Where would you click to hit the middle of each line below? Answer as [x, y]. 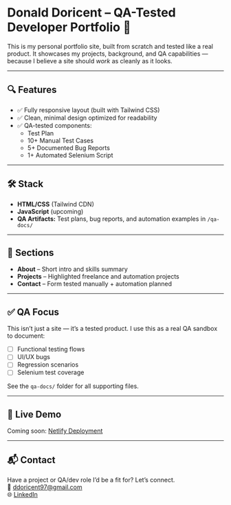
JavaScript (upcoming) [50, 211]
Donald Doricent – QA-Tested [92, 13]
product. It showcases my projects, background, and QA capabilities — [108, 54]
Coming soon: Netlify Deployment [55, 431]
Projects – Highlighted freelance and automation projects [98, 277]
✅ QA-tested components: [54, 125]
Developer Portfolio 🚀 [69, 27]
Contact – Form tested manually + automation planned [95, 284]
